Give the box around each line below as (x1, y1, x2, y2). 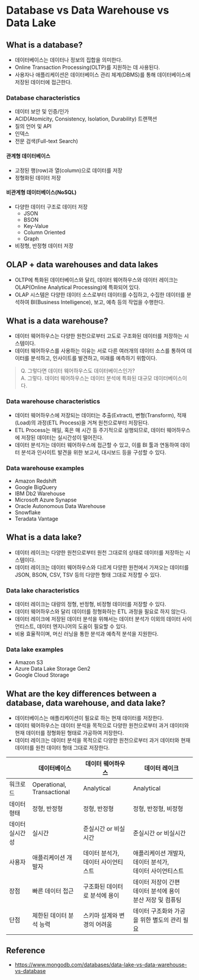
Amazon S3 (14, 659, 43, 666)
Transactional (32, 788, 70, 796)
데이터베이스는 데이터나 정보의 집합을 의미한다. (14, 56, 123, 63)
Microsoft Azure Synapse (14, 496, 77, 503)
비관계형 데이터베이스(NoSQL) (6, 189, 77, 196)
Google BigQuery (14, 483, 57, 490)
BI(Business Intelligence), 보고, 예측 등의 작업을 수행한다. (30, 298, 165, 306)
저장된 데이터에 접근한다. (14, 78, 72, 85)
